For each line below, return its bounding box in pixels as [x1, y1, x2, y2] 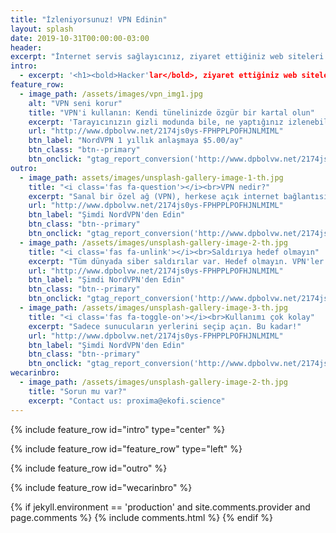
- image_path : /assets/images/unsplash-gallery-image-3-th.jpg [19, 303, 288, 313]
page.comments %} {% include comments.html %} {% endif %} [10, 511, 273, 523]
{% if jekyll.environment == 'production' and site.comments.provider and [10, 501, 311, 513]
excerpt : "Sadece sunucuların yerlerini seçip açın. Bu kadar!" [28, 321, 302, 331]
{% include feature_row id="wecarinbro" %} [10, 481, 193, 493]
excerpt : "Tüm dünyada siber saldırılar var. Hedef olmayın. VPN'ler [28, 256, 325, 266]
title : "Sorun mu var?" [28, 386, 128, 396]
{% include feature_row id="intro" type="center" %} [10, 423, 226, 435]
